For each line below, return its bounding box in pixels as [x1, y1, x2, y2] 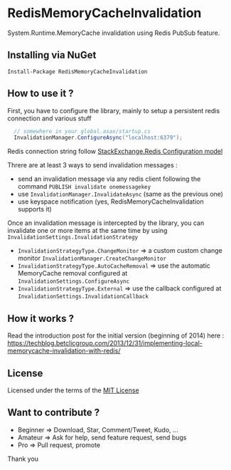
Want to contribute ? [7, 407, 100, 419]
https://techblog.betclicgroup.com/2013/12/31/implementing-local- [7, 339, 203, 348]
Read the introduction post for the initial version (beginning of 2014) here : [7, 331, 225, 340]
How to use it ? [7, 88, 74, 100]
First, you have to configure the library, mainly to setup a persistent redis [7, 106, 220, 115]
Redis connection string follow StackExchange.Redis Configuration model [7, 147, 223, 156]
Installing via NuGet [7, 49, 97, 61]
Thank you [7, 454, 39, 463]
